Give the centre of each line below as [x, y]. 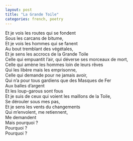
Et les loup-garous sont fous [34, 91]
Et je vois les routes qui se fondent [41, 33]
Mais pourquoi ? [22, 123]
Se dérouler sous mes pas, [33, 102]
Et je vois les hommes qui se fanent [42, 44]
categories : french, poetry [34, 19]
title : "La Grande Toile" [32, 14]
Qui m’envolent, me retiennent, [37, 112]
